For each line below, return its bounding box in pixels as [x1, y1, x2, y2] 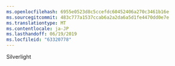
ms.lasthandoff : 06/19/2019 [6, 31, 78, 37]
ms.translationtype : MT [6, 20, 67, 26]
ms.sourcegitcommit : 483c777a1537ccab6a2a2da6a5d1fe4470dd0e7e [6, 14, 170, 20]
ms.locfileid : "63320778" [6, 37, 71, 43]
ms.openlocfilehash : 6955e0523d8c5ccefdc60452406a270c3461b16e [6, 8, 170, 15]
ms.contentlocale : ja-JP [6, 25, 69, 32]
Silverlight [6, 53, 31, 60]
